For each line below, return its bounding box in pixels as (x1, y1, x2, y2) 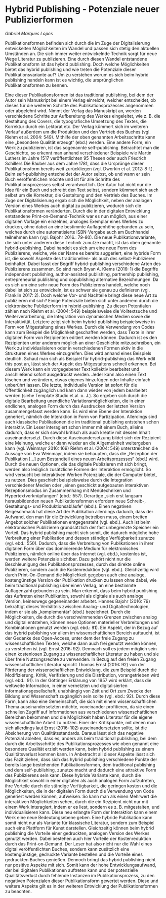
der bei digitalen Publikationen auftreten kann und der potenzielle (5, 867, 138, 873)
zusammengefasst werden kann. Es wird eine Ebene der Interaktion (5, 408, 143, 414)
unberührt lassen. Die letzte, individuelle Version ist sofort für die (5, 382, 137, 388)
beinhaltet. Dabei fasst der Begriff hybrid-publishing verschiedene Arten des (5, 261, 161, 267)
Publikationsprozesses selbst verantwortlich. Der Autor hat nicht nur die (5, 181, 152, 187)
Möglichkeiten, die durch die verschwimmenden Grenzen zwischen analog (5, 614, 157, 620)
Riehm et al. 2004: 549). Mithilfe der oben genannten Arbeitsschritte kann (5, 134, 156, 140)
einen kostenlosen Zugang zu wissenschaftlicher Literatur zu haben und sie (5, 651, 159, 657)
